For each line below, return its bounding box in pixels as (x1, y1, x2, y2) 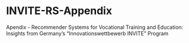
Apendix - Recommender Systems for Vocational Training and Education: (6, 24, 184, 31)
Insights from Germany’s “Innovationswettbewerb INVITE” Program (6, 29, 169, 37)
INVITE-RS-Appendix (6, 4, 112, 18)
